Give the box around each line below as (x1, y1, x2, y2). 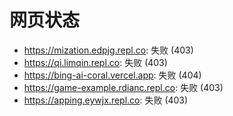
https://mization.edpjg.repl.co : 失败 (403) (23, 44, 194, 56)
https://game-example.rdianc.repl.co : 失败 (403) (23, 81, 224, 93)
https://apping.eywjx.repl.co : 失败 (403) (23, 94, 189, 106)
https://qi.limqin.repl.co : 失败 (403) (23, 56, 168, 68)
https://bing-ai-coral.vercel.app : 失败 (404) (23, 69, 202, 81)
